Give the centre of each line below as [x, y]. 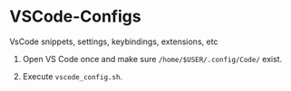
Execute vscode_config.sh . [73, 76]
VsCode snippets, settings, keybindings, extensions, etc [114, 41]
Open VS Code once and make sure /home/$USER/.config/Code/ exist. [152, 59]
